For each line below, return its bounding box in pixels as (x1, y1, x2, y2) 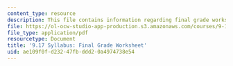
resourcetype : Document (7, 36, 76, 43)
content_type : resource (7, 10, 76, 17)
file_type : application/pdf (7, 29, 89, 36)
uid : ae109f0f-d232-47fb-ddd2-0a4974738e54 (7, 49, 135, 56)
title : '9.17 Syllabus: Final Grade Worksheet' (7, 42, 148, 49)
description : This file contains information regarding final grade (7, 16, 209, 23)
